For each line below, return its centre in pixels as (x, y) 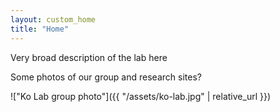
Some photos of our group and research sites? (106, 77)
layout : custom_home (53, 19)
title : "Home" (40, 29)
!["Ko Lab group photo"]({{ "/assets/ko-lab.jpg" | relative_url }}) (141, 96)
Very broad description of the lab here (89, 57)
